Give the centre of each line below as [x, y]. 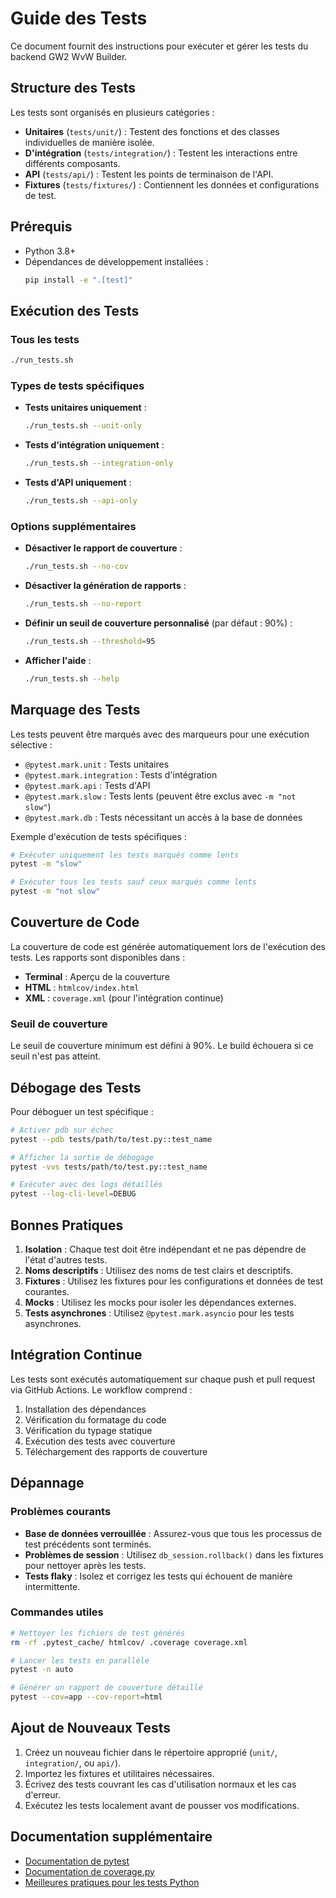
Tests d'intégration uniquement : [94, 445]
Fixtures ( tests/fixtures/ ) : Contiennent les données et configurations [172, 184]
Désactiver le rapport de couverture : [103, 548]
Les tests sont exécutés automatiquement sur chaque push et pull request [163, 1379]
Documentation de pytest [77, 1861]
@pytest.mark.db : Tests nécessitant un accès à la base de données [163, 817]
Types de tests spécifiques [77, 385]
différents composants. [72, 163]
